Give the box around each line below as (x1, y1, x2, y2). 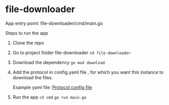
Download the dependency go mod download (12, 59, 105, 65)
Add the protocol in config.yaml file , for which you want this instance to (12, 69, 164, 75)
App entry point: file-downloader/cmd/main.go (5, 20, 103, 26)
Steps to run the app (5, 30, 48, 36)
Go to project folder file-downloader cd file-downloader (12, 49, 131, 56)
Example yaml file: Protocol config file (12, 84, 93, 90)
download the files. (12, 74, 53, 80)
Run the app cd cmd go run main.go (12, 94, 87, 100)
